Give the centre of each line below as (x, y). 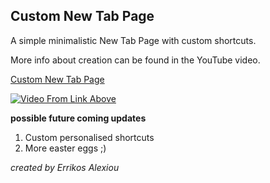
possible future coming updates (78, 118)
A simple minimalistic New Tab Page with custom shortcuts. (133, 40)
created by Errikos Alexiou (65, 167)
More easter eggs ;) (65, 148)
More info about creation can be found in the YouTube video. (135, 60)
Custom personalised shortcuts (89, 137)
